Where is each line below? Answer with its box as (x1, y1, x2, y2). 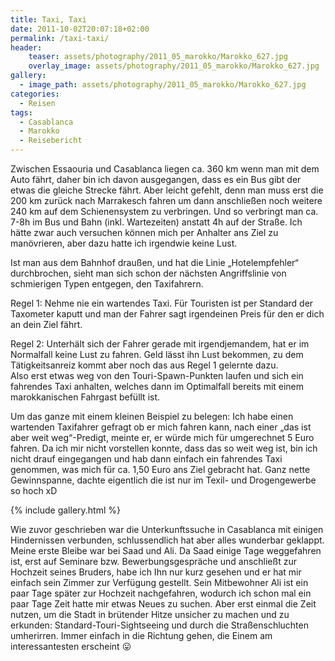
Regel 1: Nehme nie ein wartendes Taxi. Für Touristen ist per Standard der (10, 297, 314, 309)
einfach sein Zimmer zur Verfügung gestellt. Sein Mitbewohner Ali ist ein (10, 577, 309, 588)
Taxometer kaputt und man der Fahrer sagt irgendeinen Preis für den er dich (10, 308, 325, 320)
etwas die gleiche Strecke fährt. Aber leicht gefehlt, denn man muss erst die (10, 184, 324, 196)
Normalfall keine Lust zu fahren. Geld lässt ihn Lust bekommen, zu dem (10, 349, 304, 360)
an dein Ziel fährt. (10, 319, 83, 330)
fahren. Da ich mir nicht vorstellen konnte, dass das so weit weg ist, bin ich (10, 442, 318, 454)
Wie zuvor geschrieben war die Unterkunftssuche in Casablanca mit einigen (10, 524, 324, 535)
